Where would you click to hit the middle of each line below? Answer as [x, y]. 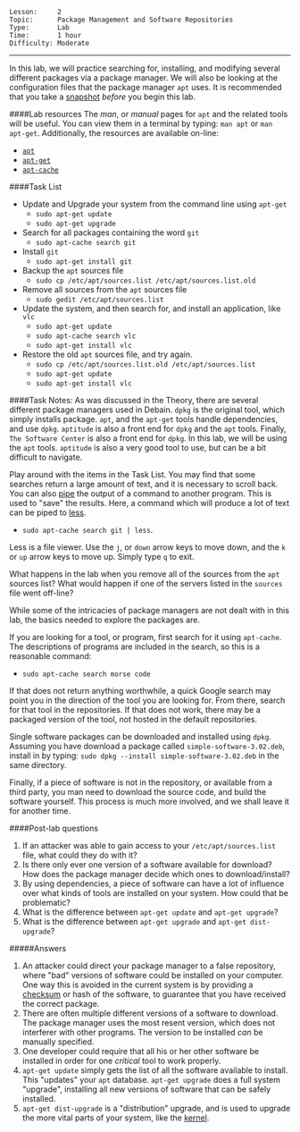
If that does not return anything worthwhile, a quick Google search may [140, 691]
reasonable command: [50, 656]
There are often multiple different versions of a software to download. [150, 1013]
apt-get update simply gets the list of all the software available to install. [155, 1070]
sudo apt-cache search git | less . [87, 530]
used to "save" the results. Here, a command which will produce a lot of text [150, 503]
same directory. [38, 765]
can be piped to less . [48, 512]
